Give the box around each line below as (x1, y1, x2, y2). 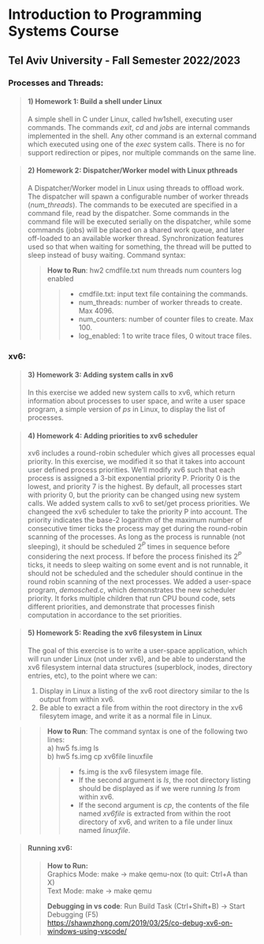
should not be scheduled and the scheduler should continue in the (27, 568, 243, 578)
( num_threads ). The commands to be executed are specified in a (27, 199, 238, 210)
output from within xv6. (39, 694, 116, 704)
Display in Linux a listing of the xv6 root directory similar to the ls (39, 686, 250, 695)
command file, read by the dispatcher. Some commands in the (27, 208, 230, 217)
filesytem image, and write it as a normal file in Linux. (39, 711, 213, 720)
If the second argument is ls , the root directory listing (78, 775, 251, 785)
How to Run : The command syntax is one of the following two (46, 727, 248, 736)
